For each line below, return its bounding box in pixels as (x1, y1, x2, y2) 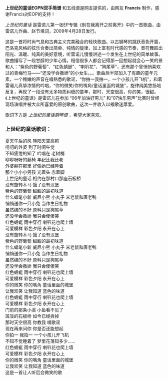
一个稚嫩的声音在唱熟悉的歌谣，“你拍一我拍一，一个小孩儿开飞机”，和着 (13, 76, 162, 82)
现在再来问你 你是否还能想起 (5, 325, 63, 332)
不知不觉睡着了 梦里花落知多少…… (5, 338, 76, 344)
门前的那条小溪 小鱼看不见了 (5, 307, 63, 313)
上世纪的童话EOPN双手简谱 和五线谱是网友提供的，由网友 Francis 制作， (5, 5, 155, 11)
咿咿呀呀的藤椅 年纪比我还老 (5, 157, 63, 163)
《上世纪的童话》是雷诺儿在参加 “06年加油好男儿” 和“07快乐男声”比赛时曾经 (5, 95, 159, 101)
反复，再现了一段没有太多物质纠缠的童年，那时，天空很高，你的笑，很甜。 (5, 89, 158, 95)
